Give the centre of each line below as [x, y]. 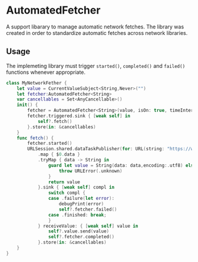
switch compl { [67, 193]
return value [64, 182]
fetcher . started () [50, 143]
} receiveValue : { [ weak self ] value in [88, 226]
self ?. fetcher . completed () [81, 237]
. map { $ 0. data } [59, 154]
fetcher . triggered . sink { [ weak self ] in [79, 116]
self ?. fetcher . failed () [88, 209]
